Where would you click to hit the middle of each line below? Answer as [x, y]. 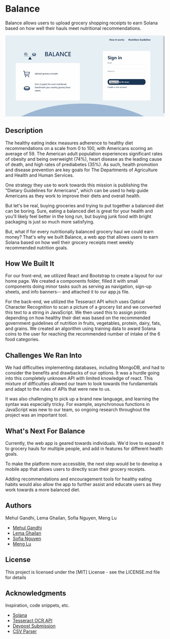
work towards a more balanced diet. [43, 490]
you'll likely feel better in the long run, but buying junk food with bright [78, 216]
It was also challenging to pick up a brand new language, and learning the [82, 399]
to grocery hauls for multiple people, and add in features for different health [84, 448]
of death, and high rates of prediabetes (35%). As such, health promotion [82, 164]
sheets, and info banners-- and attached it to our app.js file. [68, 292]
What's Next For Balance [45, 431]
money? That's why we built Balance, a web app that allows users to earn [82, 237]
